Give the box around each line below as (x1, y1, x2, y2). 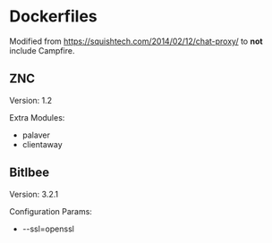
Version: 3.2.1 (9, 189, 59, 199)
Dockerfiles (9, 6, 98, 27)
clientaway (21, 138, 63, 149)
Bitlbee (9, 165, 50, 180)
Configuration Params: (9, 205, 92, 216)
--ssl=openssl (21, 223, 74, 234)
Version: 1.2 (9, 95, 53, 105)
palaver (21, 130, 51, 140)
